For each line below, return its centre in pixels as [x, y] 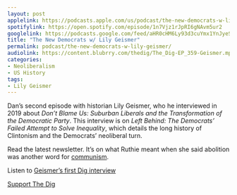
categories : [25, 60]
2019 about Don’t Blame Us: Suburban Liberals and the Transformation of [115, 113]
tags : [15, 79]
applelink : [23, 20]
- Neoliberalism [31, 66]
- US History [26, 73]
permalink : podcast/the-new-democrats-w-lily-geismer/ [90, 46]
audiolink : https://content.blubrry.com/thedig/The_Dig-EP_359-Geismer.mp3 [121, 54]
